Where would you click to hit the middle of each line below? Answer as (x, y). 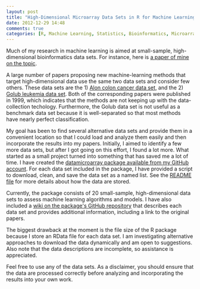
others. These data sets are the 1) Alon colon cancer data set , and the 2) (95, 88)
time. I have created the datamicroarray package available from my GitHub (98, 163)
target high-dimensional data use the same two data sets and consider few (98, 82)
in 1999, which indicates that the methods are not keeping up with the (91, 100)
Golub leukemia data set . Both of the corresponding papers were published (99, 94)
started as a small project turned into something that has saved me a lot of (97, 156)
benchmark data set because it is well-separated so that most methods (93, 113)
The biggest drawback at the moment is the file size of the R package (91, 230)
